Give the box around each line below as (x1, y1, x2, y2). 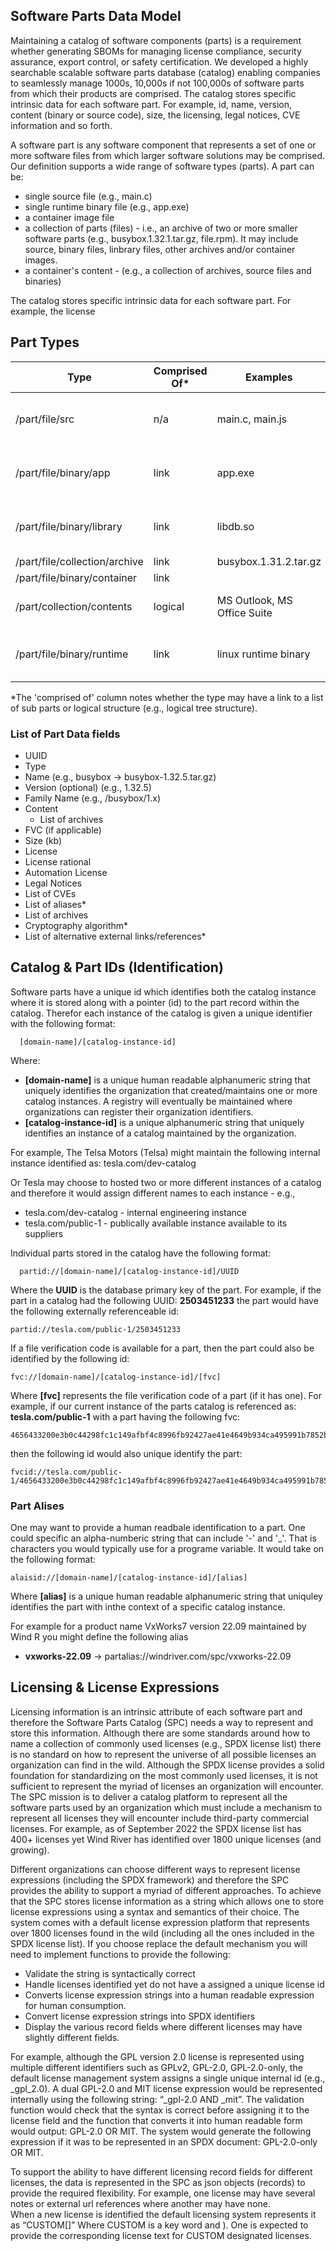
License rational (24, 855, 92, 868)
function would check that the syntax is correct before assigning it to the (10, 2104, 310, 2116)
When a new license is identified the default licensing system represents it (10, 2208, 317, 2220)
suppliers (24, 1227, 64, 1239)
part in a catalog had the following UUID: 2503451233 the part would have (10, 1294, 319, 1306)
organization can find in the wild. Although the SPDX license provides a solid (10, 1759, 325, 1771)
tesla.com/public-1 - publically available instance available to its (24, 1217, 288, 1229)
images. (24, 254, 58, 266)
